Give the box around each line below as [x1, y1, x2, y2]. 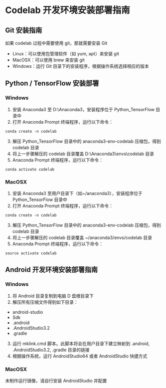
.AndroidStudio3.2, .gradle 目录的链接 [12, 347, 90, 353]
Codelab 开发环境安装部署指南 [5, 4, 131, 16]
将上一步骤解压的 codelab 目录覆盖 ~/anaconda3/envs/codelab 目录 [12, 234, 153, 240]
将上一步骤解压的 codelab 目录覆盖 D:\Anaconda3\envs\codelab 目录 [12, 151, 155, 157]
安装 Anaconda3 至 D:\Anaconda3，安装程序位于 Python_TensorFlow [12, 106, 155, 112]
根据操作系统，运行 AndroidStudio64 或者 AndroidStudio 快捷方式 [12, 353, 148, 359]
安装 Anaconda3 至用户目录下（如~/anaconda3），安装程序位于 [12, 190, 143, 196]
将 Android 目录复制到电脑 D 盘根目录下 [12, 293, 94, 299]
